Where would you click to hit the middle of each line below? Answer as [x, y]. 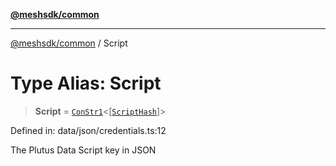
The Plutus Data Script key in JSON [83, 150]
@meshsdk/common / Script [69, 43]
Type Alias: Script [86, 83]
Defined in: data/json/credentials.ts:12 [88, 130]
